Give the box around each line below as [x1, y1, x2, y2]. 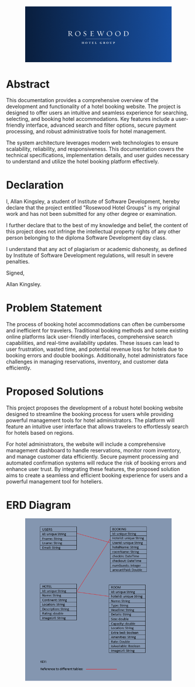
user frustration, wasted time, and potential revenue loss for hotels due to [6, 346, 183, 353]
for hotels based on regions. [6, 429, 74, 436]
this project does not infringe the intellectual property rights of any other [6, 228, 181, 235]
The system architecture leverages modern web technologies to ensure [6, 139, 179, 147]
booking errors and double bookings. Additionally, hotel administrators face [6, 352, 189, 359]
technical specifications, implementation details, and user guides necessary [6, 152, 189, 159]
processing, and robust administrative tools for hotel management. [6, 128, 167, 135]
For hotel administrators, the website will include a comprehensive [6, 441, 166, 448]
